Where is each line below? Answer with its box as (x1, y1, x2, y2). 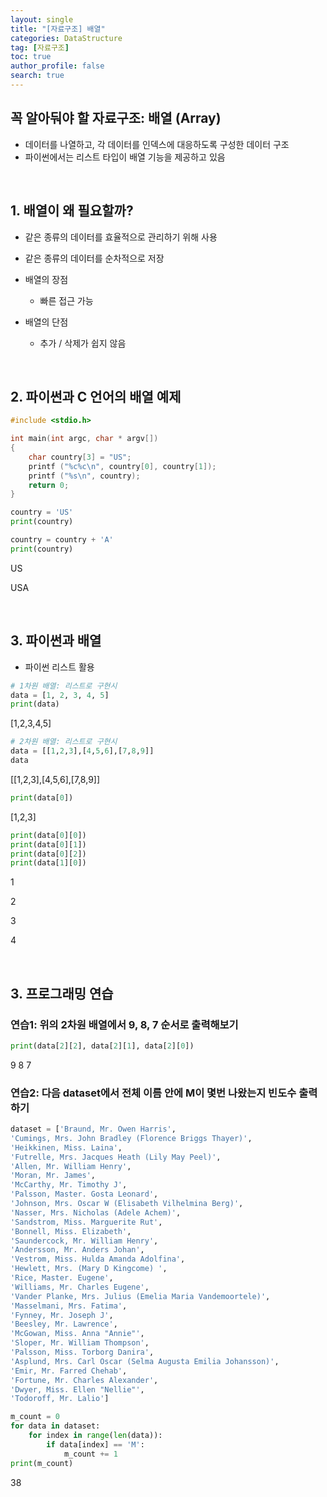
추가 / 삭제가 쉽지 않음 (39, 337, 127, 349)
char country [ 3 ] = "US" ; (28, 452, 132, 462)
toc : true (10, 52, 52, 62)
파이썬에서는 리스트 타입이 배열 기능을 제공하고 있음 (24, 151, 226, 163)
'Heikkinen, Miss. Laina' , (10, 1142, 123, 1153)
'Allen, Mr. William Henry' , (10, 1161, 132, 1171)
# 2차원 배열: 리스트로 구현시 (10, 737, 118, 747)
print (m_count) (10, 1458, 74, 1468)
